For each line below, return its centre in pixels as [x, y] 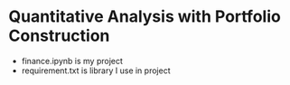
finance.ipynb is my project [72, 61]
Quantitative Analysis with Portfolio [145, 17]
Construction [59, 36]
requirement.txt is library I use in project [96, 71]
